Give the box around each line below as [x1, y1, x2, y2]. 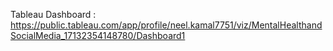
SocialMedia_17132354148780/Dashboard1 [10, 30, 186, 41]
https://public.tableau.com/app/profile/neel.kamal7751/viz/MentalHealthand [10, 19, 323, 31]
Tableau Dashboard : [10, 9, 97, 20]
